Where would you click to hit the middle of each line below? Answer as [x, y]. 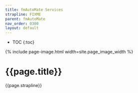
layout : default [22, 28]
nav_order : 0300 [22, 23]
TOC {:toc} [23, 42]
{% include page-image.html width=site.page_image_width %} [69, 52]
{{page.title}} [34, 72]
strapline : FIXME [23, 14]
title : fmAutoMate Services [34, 10]
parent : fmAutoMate [25, 19]
